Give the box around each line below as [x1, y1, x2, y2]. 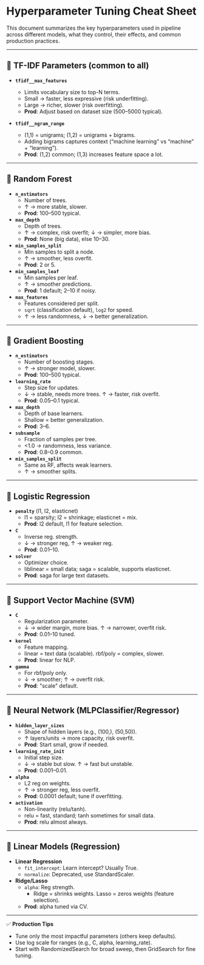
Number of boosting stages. [24, 358, 95, 365]
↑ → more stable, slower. [24, 203, 88, 210]
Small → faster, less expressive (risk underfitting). [24, 95, 149, 102]
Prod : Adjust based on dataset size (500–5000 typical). [24, 107, 163, 115]
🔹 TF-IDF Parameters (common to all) [6, 61, 149, 71]
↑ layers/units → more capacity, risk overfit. [24, 734, 135, 742]
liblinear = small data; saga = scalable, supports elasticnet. [24, 566, 171, 573]
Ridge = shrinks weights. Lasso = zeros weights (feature [33, 890, 174, 897]
